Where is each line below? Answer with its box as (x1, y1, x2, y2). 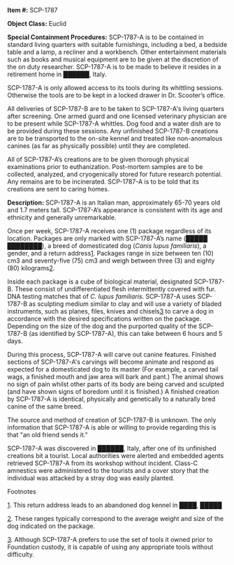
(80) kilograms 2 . (7, 264, 55, 272)
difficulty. (7, 550, 35, 558)
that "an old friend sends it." (7, 431, 89, 439)
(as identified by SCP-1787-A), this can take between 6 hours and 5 (29, 330, 223, 337)
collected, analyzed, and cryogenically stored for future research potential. (7, 170, 223, 178)
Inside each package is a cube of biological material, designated (7, 277, 193, 286)
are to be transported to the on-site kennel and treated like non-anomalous (7, 134, 223, 142)
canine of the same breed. (7, 402, 83, 411)
